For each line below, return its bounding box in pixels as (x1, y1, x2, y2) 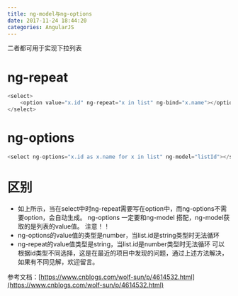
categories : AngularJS (7, 23, 74, 31)
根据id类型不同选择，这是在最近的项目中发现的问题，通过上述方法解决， (17, 248, 228, 257)
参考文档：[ (7, 273, 41, 281)
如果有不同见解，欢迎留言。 (17, 257, 99, 266)
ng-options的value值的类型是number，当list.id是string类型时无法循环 (17, 231, 220, 239)
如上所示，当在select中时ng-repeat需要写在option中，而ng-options (17, 204, 215, 213)
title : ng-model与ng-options (7, 10, 92, 18)
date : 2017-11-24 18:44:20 (7, 17, 87, 24)
